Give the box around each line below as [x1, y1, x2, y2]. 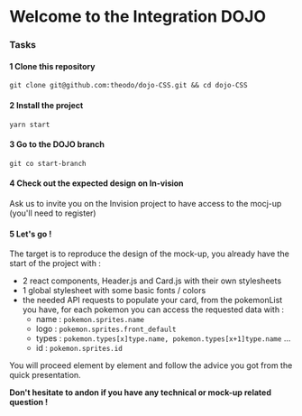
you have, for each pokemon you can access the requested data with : [22, 304, 285, 315]
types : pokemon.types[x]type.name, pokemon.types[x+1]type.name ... [35, 333, 291, 344]
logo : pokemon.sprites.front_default [35, 323, 177, 335]
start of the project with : [9, 258, 102, 269]
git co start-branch [9, 159, 87, 168]
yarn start [9, 120, 50, 129]
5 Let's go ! [9, 228, 52, 239]
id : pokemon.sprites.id [35, 343, 124, 354]
